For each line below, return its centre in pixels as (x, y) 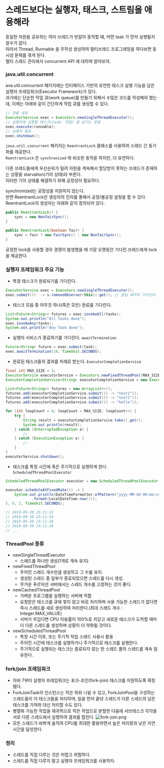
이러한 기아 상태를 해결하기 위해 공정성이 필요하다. (53, 181)
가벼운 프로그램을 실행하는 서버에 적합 (56, 595)
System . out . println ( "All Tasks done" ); (46, 318)
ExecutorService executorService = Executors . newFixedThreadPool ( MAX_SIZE (83, 375)
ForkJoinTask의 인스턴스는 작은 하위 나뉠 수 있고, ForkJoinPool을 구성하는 (84, 693)
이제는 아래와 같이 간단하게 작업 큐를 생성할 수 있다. (60, 104)
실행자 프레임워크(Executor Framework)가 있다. (51, 91)
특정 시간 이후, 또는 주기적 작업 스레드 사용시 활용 (66, 636)
